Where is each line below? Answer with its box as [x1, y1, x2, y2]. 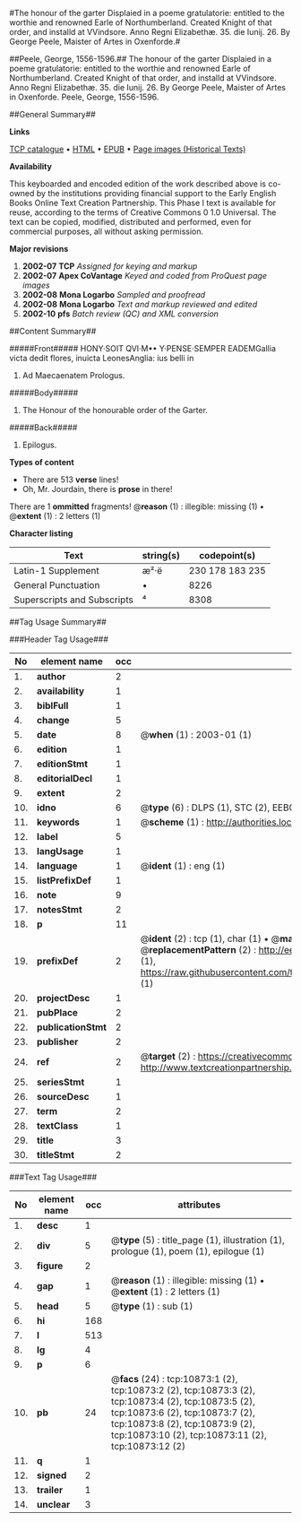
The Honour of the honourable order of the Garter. [21, 405, 209, 415]
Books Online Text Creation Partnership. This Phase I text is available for [9, 197, 276, 208]
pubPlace [37, 1007, 79, 1018]
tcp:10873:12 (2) [110, 1440, 186, 1452]
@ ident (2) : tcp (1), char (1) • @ [140, 932, 280, 945]
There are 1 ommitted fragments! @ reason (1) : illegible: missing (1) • [9, 501, 264, 512]
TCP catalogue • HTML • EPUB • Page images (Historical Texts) [9, 143, 246, 154]
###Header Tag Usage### [9, 634, 109, 644]
